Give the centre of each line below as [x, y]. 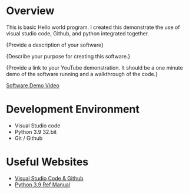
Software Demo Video [33, 85]
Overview [30, 11]
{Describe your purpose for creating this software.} [68, 56]
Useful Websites [47, 162]
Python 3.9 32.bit [36, 131]
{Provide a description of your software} [55, 45]
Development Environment [73, 109]
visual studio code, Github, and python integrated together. [77, 33]
